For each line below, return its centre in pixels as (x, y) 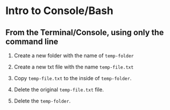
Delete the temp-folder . (42, 101)
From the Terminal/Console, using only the (85, 32)
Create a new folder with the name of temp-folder (74, 56)
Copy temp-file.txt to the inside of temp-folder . (73, 78)
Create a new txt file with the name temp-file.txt (74, 67)
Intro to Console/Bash (60, 11)
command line (32, 41)
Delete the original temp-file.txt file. (59, 90)
